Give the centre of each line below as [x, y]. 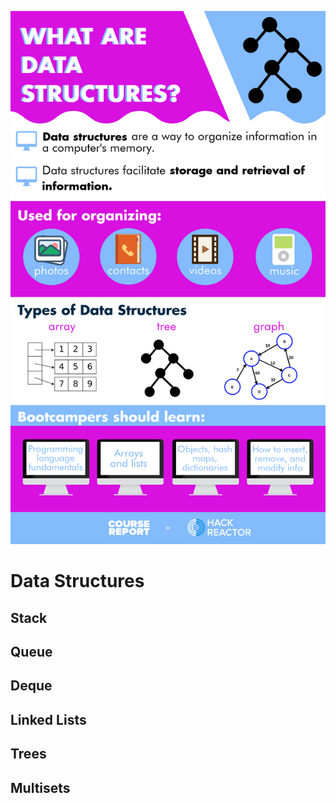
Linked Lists [48, 719]
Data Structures [77, 581]
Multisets [40, 787]
